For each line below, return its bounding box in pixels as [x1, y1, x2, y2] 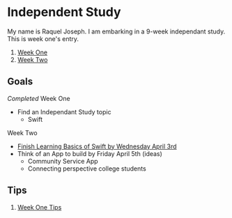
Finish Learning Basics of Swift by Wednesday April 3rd [17, 142, 177, 150]
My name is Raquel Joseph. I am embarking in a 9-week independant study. [7, 27, 226, 36]
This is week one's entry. [7, 34, 79, 42]
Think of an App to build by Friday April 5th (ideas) [17, 149, 162, 157]
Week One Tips [17, 203, 62, 211]
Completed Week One [7, 94, 71, 102]
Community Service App [27, 157, 99, 165]
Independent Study [7, 4, 121, 20]
